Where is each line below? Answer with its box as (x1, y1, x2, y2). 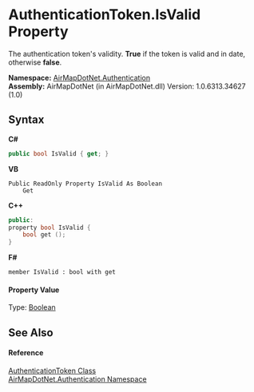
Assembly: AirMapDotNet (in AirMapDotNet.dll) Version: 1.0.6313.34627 (8, 81, 246, 91)
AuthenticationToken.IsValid (8, 6, 201, 24)
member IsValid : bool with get (8, 268, 116, 276)
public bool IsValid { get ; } (8, 149, 109, 157)
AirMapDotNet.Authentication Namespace (8, 374, 147, 384)
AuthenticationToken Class (8, 366, 97, 375)
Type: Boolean (8, 303, 56, 312)
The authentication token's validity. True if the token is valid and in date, (8, 49, 246, 58)
